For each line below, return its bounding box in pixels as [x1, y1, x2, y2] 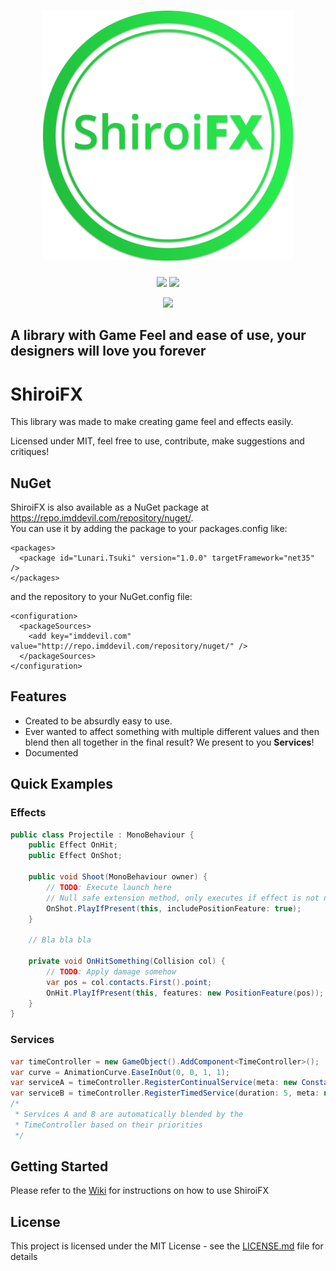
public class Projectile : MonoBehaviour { [10, 830, 195, 840]
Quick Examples [10, 776, 114, 793]
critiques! [10, 446, 50, 458]
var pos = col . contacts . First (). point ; [46, 977, 213, 987]
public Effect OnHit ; [28, 840, 118, 850]
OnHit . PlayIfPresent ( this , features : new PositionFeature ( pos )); [46, 988, 325, 998]
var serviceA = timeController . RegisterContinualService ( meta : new [10, 1078, 298, 1088]
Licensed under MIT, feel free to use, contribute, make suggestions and [10, 435, 305, 447]
